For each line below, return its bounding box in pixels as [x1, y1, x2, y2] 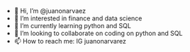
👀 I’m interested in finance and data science [13, 14, 142, 22]
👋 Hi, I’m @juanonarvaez [13, 7, 86, 15]
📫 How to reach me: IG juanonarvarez [13, 37, 126, 45]
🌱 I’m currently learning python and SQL [13, 22, 131, 30]
